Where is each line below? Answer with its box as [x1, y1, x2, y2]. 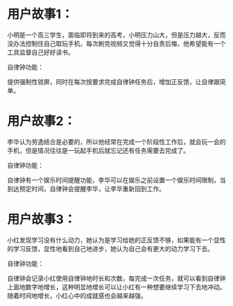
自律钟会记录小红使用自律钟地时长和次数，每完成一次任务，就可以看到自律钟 [7, 274, 226, 282]
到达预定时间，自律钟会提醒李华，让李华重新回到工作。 [7, 184, 165, 193]
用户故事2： [7, 113, 76, 129]
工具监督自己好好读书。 [7, 48, 74, 56]
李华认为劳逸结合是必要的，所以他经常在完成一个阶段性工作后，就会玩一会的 [7, 137, 226, 146]
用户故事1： [7, 6, 74, 22]
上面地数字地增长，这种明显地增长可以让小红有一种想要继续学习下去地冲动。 [7, 282, 226, 291]
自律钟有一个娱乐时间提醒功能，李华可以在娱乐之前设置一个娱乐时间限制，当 [7, 175, 226, 184]
